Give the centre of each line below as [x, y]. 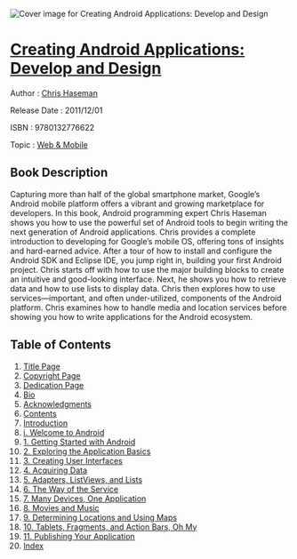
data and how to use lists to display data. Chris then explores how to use [143, 288]
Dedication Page [53, 385]
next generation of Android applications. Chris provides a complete [133, 232]
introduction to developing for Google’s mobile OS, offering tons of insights [147, 241]
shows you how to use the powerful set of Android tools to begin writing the [149, 222]
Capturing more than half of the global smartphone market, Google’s [135, 194]
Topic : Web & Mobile [49, 144]
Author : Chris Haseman [54, 92]
